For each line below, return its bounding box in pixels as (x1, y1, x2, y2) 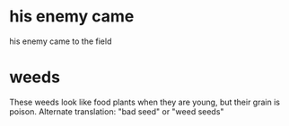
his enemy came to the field (9, 36, 112, 46)
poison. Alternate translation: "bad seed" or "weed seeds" (9, 105, 224, 117)
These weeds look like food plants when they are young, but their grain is (9, 97, 281, 107)
